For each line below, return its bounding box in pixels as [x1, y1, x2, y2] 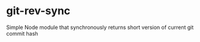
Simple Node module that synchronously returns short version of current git [6, 24, 194, 31]
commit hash [6, 30, 38, 37]
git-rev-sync [6, 4, 71, 18]
